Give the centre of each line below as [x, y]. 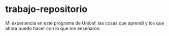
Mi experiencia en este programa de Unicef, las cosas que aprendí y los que [85, 23]
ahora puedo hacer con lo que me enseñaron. [53, 28]
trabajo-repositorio [46, 9]
